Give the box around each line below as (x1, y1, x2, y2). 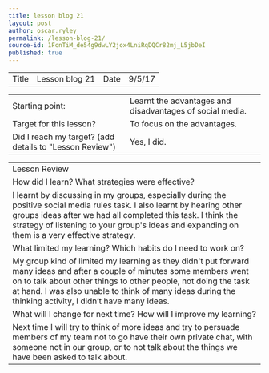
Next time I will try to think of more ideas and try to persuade (12, 322, 240, 332)
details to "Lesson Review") (12, 142, 116, 152)
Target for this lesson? (12, 118, 96, 129)
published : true (8, 49, 62, 57)
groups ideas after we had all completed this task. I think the (12, 210, 239, 220)
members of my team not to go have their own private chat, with (12, 331, 253, 343)
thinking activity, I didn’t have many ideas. (12, 295, 170, 307)
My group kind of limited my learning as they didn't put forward (12, 255, 250, 267)
